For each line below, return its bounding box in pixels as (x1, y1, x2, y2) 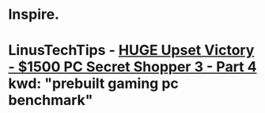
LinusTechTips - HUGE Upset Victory (8, 42, 255, 60)
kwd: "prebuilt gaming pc (8, 75, 180, 93)
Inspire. (8, 5, 59, 24)
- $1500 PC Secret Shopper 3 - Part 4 (8, 58, 257, 76)
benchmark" (8, 92, 93, 109)
